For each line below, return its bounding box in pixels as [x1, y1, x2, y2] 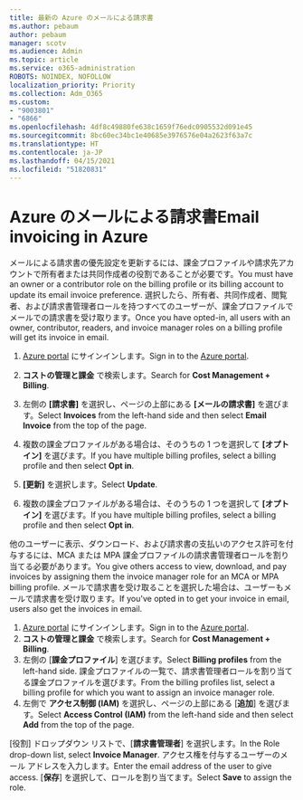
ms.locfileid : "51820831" [9, 165, 107, 174]
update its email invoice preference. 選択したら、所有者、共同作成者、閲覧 [9, 290, 288, 300]
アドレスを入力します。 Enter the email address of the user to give [26, 761, 272, 772]
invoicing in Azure [9, 226, 148, 247]
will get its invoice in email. [9, 332, 109, 343]
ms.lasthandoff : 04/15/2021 [9, 156, 116, 166]
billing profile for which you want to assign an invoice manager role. [22, 687, 275, 698]
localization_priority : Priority [9, 81, 136, 90]
